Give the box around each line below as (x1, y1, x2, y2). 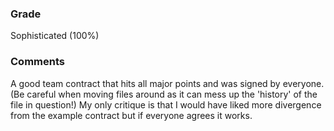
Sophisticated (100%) (10, 30, 100, 42)
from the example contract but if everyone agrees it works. (10, 109, 253, 121)
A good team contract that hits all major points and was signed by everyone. (10, 77, 325, 89)
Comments (10, 55, 65, 69)
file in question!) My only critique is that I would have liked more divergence (10, 98, 322, 111)
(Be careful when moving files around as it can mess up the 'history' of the (10, 88, 318, 100)
